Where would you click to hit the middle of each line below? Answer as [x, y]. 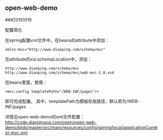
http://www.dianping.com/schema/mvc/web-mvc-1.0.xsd [60, 73]
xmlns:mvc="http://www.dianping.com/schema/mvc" [55, 49]
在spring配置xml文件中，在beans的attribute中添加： [57, 40]
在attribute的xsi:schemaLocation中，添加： [48, 59]
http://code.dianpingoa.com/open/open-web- [51, 122]
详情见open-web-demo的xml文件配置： [45, 117]
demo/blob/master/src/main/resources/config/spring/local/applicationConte [81, 127]
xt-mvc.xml [16, 132]
